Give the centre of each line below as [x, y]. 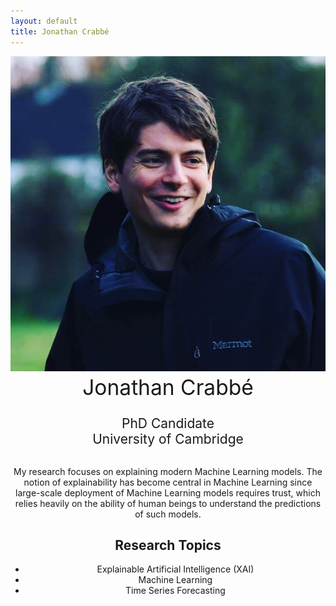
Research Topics [168, 545]
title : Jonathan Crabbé [60, 31]
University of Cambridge [168, 438]
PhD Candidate [168, 423]
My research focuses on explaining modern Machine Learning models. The [168, 471]
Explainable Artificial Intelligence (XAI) [175, 569]
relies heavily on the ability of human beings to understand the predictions [168, 503]
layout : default [44, 21]
